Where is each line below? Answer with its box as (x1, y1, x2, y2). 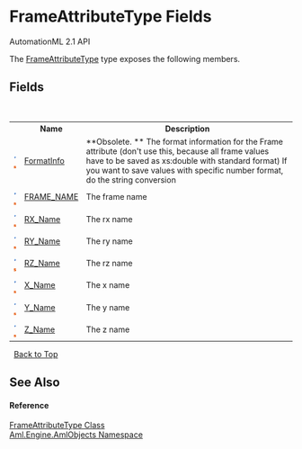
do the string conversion (85, 174, 177, 185)
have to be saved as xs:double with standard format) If (85, 155, 288, 166)
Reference (9, 400, 49, 410)
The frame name (85, 192, 147, 202)
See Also (9, 375, 60, 391)
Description (164, 123, 210, 134)
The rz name (85, 258, 133, 268)
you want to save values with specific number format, (85, 165, 284, 175)
